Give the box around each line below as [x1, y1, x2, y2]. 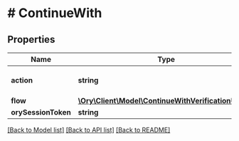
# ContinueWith [7, 5, 102, 21]
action [11, 75, 33, 85]
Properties [7, 33, 55, 46]
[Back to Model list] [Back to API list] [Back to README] [7, 126, 171, 134]
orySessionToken [11, 108, 71, 117]
